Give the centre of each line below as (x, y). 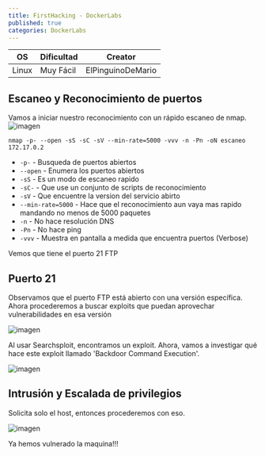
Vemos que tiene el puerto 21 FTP (63, 254)
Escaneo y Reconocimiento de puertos (106, 99)
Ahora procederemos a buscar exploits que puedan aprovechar (112, 306)
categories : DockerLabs (47, 30)
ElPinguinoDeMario (121, 71)
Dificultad (59, 57)
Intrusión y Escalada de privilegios (95, 394)
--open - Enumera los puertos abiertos (82, 171)
